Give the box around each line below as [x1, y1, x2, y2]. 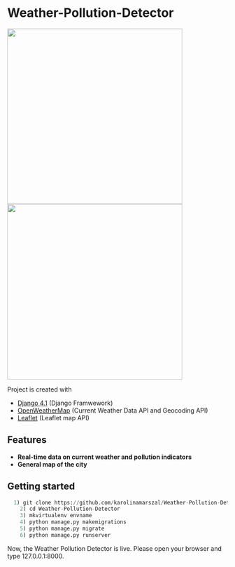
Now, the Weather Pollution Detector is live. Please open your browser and [7, 544, 222, 552]
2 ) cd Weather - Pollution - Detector [20, 505, 120, 513]
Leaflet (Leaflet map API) [17, 413, 90, 422]
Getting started [7, 481, 76, 493]
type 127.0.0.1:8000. [7, 552, 64, 560]
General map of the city [17, 460, 87, 468]
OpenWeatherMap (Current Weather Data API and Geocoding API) [17, 406, 208, 415]
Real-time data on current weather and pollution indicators [17, 453, 192, 461]
